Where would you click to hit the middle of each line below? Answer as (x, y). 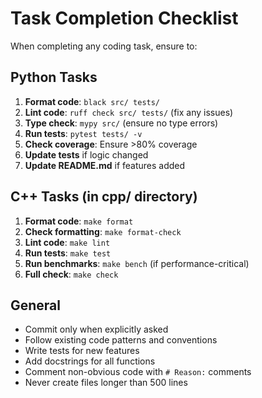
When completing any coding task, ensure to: (104, 46)
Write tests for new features (82, 351)
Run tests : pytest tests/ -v (83, 133)
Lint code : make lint (67, 242)
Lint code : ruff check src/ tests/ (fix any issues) (129, 112)
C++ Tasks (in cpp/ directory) (104, 197)
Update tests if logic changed (86, 154)
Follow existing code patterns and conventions (121, 340)
